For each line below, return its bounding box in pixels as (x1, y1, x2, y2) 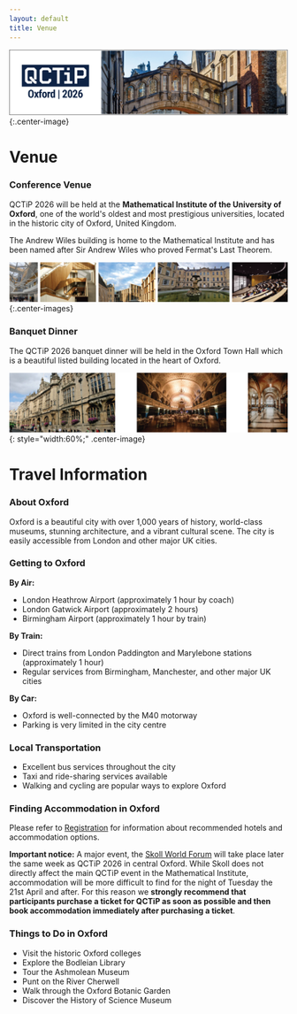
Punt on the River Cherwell (21, 976, 119, 987)
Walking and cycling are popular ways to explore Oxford (21, 780, 227, 791)
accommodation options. (9, 832, 100, 842)
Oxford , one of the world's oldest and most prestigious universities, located (9, 208, 285, 219)
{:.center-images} (9, 303, 73, 314)
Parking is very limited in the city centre (21, 719, 167, 730)
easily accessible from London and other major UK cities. (9, 535, 218, 546)
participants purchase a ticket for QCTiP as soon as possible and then (9, 896, 271, 907)
